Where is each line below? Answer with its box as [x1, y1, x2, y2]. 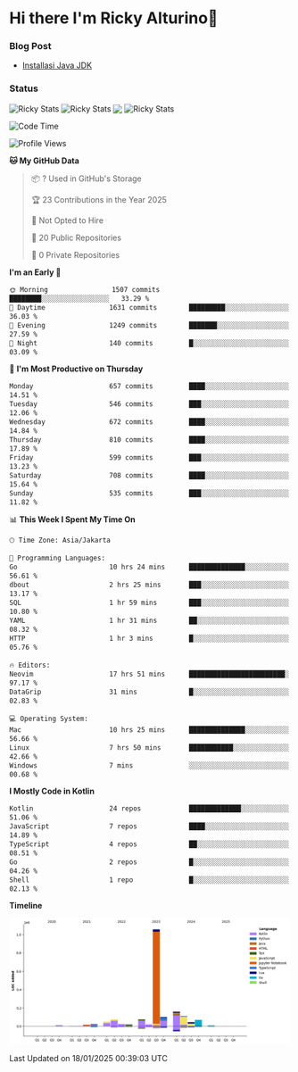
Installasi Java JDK [21, 60, 92, 71]
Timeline [9, 901, 43, 911]
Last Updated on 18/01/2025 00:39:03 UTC [9, 1053, 168, 1064]
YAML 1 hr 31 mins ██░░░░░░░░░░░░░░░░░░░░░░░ [9, 616, 290, 626]
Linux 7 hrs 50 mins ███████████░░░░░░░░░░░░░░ [9, 744, 290, 752]
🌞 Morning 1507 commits [9, 286, 161, 295]
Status [9, 82, 38, 95]
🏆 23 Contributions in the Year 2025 [30, 195, 167, 205]
